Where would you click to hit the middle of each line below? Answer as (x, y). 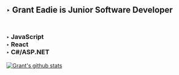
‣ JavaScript (25, 37)
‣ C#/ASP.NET (28, 52)
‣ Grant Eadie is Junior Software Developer (89, 10)
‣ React (17, 45)
